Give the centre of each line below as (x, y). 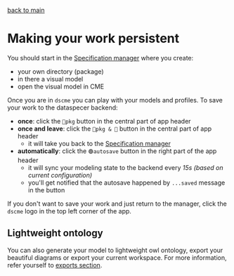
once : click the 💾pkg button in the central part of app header (104, 121)
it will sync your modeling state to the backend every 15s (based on (125, 167)
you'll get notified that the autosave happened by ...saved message (126, 183)
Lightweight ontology (55, 234)
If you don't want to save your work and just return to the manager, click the (117, 204)
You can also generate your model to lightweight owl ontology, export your (115, 250)
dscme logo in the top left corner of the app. (70, 211)
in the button (46, 190)
